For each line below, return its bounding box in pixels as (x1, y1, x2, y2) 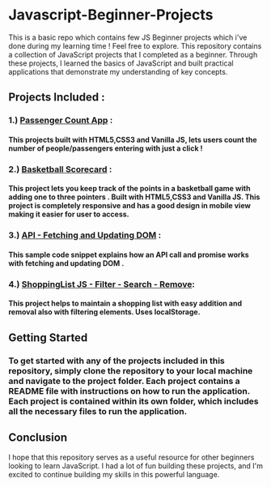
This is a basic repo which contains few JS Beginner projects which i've (8, 32, 248, 42)
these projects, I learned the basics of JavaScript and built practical (8, 58, 234, 68)
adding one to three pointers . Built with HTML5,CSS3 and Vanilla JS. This (8, 192, 260, 202)
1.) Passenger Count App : (8, 115, 113, 126)
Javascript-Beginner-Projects (8, 6, 214, 24)
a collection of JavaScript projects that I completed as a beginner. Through (8, 49, 258, 59)
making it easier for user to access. (8, 209, 129, 220)
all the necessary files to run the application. (8, 405, 188, 417)
